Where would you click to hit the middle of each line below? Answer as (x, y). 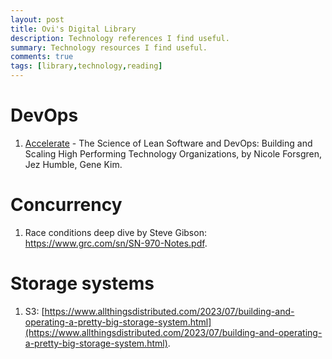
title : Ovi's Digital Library (73, 29)
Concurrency (66, 205)
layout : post (37, 19)
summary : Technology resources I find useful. (109, 47)
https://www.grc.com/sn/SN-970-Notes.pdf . (116, 243)
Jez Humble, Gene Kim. (73, 164)
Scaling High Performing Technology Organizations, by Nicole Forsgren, (173, 153)
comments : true (42, 57)
